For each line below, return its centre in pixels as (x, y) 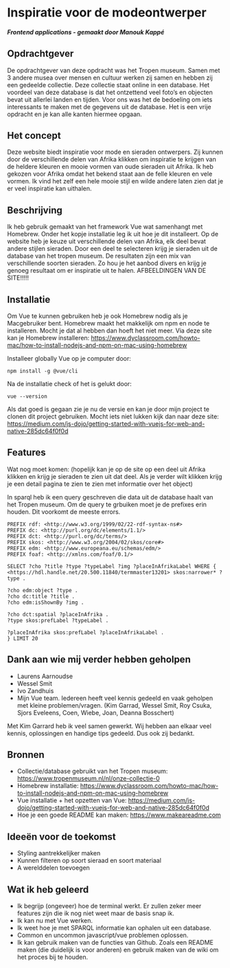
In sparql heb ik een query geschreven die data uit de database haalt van (110, 497)
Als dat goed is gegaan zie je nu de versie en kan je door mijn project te (108, 409)
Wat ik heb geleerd (48, 889)
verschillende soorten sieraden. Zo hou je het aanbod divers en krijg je (107, 263)
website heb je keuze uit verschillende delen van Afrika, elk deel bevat (106, 241)
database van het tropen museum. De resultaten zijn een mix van (99, 256)
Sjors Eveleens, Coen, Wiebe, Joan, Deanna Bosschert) (95, 712)
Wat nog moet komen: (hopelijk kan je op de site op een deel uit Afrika (106, 469)
